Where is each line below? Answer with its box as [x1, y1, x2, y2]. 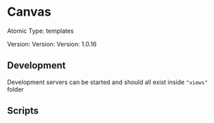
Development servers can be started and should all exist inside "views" [7, 78, 208, 86]
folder [7, 85, 24, 93]
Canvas [7, 4, 51, 20]
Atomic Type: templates [7, 27, 74, 35]
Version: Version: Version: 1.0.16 [7, 40, 97, 48]
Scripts [7, 105, 39, 117]
